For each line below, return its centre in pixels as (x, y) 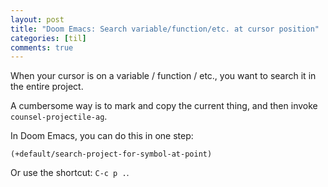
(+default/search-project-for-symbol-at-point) (111, 154)
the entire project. (47, 87)
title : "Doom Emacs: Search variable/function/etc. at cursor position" (165, 29)
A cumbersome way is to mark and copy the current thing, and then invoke (164, 106)
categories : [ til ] (48, 38)
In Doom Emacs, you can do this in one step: (102, 136)
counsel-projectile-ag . (59, 117)
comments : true (42, 47)
